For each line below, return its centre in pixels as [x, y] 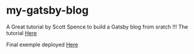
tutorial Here [22, 33]
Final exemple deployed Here [42, 45]
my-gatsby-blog [47, 10]
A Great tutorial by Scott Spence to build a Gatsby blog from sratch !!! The [97, 27]
